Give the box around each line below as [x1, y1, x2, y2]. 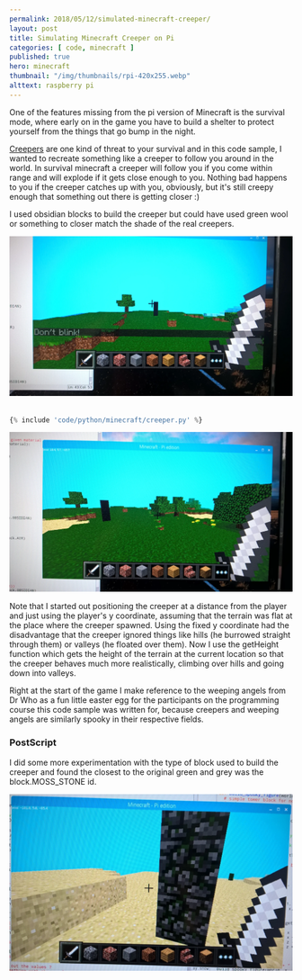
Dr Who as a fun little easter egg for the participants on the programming [9, 695, 280, 706]
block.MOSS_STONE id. [9, 776, 97, 787]
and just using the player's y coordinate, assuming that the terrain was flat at [9, 610, 293, 621]
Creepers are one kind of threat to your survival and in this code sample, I [9, 143, 282, 154]
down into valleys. [9, 668, 76, 679]
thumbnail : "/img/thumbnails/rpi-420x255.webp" [9, 72, 191, 81]
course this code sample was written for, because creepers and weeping [9, 705, 280, 715]
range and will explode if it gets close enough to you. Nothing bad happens [9, 172, 288, 183]
